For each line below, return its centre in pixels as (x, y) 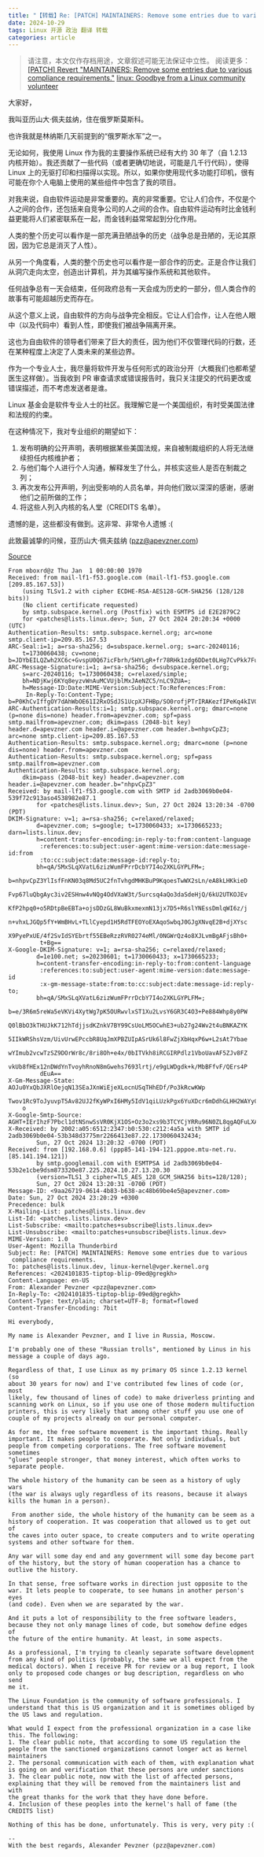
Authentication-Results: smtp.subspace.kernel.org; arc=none (110, 633)
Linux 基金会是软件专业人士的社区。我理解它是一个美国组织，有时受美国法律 (132, 405)
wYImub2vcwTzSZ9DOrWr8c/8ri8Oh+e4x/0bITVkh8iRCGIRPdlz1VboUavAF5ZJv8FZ (128, 1053)
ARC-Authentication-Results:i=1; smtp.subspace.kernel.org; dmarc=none (128, 709)
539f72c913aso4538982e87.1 (52, 799)
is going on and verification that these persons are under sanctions (126, 1770)
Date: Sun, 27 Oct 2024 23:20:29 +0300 (73, 1198)
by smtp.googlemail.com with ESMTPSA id (103, 1164)
